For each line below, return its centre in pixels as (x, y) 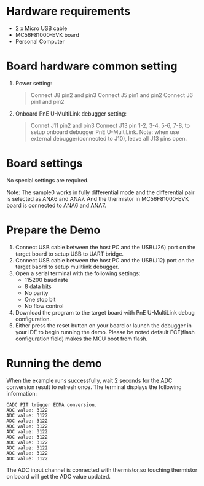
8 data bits (38, 286)
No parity (36, 292)
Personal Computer (40, 41)
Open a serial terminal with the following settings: (78, 273)
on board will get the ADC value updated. (58, 476)
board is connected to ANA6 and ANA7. (56, 205)
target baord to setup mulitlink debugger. (67, 267)
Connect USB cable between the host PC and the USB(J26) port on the (105, 247)
